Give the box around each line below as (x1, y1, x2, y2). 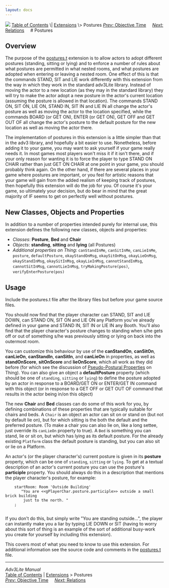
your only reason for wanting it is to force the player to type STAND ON (5, 156, 152, 162)
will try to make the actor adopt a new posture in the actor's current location (5, 93, 163, 99)
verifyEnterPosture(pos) (12, 270, 65, 275)
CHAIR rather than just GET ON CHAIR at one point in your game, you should (5, 161, 164, 167)
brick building (5, 493, 37, 499)
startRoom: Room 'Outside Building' (14, 485, 92, 490)
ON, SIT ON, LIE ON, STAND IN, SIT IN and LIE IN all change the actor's (5, 103, 152, 109)
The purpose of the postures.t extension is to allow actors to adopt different (5, 55, 162, 61)
